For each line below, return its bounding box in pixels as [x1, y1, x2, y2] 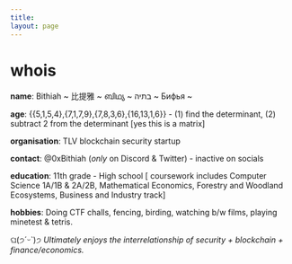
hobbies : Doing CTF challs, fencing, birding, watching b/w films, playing [10, 207, 278, 218]
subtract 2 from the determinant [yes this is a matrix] [10, 119, 206, 129]
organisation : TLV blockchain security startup [10, 136, 181, 146]
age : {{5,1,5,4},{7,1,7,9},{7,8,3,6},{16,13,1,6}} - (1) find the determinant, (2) [10, 109, 277, 119]
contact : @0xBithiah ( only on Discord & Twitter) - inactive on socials [10, 154, 264, 164]
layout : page [10, 22, 59, 31]
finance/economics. [10, 244, 84, 256]
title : [10, 13, 35, 22]
